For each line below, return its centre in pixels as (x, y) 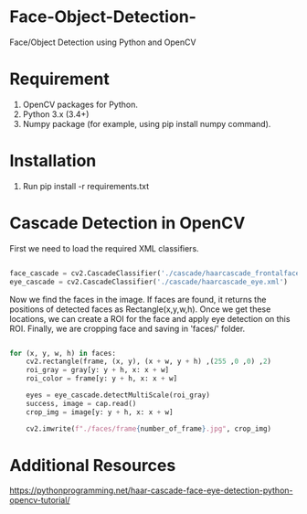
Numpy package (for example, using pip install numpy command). (147, 123)
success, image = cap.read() (81, 403)
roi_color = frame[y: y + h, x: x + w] (102, 379)
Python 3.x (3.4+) (56, 114)
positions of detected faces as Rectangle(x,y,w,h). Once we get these (140, 309)
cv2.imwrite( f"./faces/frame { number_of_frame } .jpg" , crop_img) (149, 428)
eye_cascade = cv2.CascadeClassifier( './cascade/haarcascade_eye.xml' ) (148, 282)
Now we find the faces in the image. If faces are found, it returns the (138, 299)
